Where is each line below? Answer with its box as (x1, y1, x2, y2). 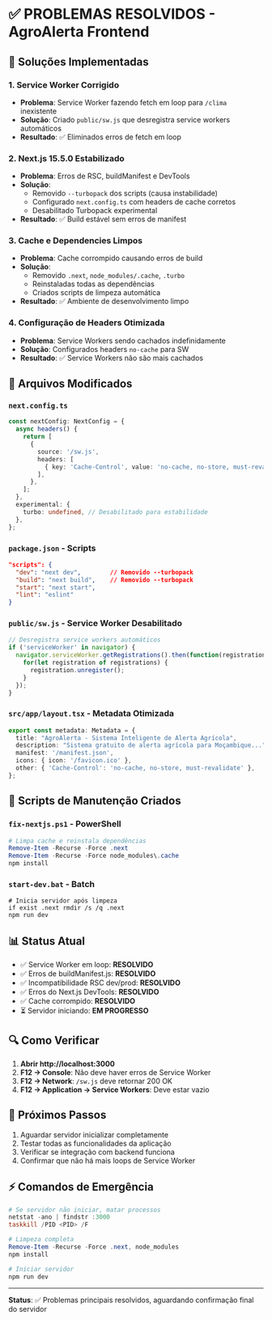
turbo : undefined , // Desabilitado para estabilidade (23, 508, 208, 516)
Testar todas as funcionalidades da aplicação (19, 1138, 172, 1148)
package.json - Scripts (8, 542, 96, 554)
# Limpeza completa (8, 1236, 74, 1244)
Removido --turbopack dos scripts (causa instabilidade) (32, 188, 219, 199)
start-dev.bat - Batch (8, 878, 96, 889)
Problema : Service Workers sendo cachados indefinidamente (19, 336, 227, 345)
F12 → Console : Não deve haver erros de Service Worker (19, 1067, 211, 1077)
